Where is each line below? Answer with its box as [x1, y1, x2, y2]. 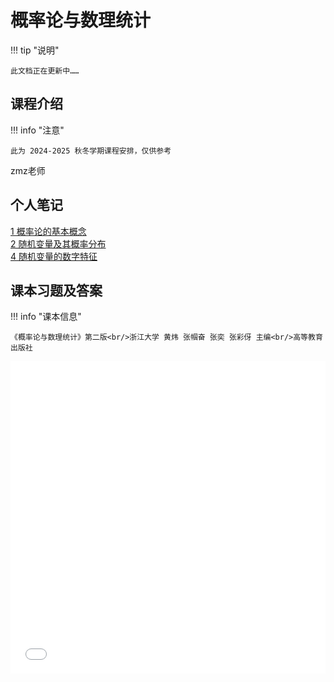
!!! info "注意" [10, 124, 65, 136]
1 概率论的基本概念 [10, 225, 87, 237]
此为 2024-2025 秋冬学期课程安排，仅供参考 [10, 146, 172, 156]
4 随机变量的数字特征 [10, 250, 98, 262]
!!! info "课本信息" [10, 311, 82, 323]
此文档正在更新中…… [10, 66, 80, 76]
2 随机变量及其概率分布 [10, 237, 107, 250]
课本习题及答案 [10, 282, 103, 299]
